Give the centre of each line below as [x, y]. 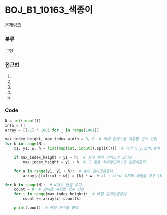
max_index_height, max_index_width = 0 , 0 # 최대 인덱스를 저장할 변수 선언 [81, 139]
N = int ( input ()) [23, 121]
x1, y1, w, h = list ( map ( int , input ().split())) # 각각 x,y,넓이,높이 [87, 148]
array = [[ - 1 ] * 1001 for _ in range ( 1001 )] [52, 130]
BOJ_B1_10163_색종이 [49, 10]
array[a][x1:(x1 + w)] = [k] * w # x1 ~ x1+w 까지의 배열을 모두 [89, 176]
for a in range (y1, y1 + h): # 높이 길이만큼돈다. [65, 171]
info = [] [15, 125]
